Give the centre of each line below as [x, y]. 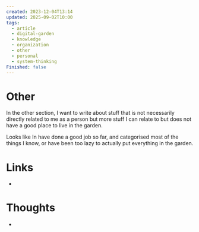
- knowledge [26, 39]
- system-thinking [34, 61]
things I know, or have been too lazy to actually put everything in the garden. [100, 143]
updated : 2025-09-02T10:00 [40, 17]
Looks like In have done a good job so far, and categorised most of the [92, 137]
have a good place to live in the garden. [54, 126]
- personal [25, 56]
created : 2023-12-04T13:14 [40, 12]
